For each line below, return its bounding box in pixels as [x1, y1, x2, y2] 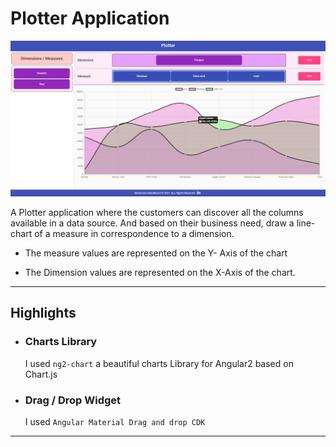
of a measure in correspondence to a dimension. [34, 227, 235, 239]
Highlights [10, 305, 77, 322]
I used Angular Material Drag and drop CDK [24, 415, 206, 427]
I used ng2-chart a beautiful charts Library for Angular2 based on [24, 357, 294, 369]
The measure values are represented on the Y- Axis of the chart [24, 247, 288, 259]
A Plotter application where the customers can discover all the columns [10, 206, 304, 218]
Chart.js [24, 368, 58, 380]
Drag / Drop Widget [24, 393, 122, 407]
